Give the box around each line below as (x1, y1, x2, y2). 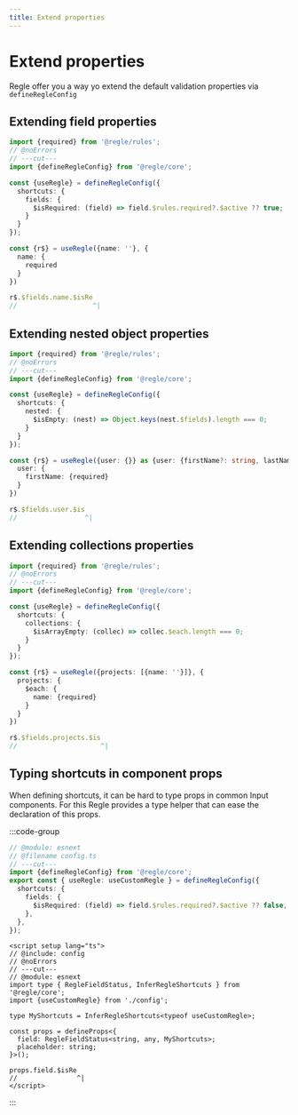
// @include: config (9, 950, 86, 959)
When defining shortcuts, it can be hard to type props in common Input (9, 790, 269, 800)
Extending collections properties (9, 538, 194, 554)
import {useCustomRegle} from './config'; (9, 996, 169, 1005)
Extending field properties (9, 114, 157, 129)
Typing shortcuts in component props (9, 766, 223, 782)
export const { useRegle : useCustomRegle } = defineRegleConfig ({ (9, 876, 260, 885)
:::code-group (9, 825, 60, 836)
